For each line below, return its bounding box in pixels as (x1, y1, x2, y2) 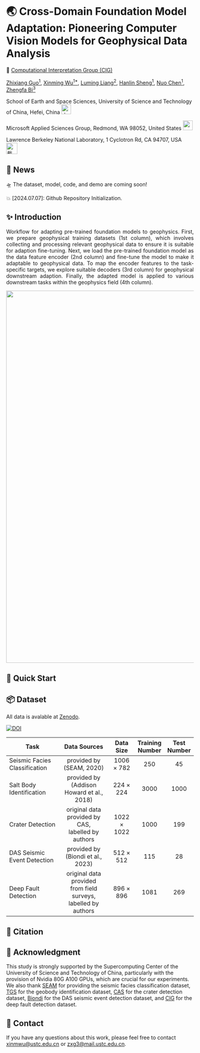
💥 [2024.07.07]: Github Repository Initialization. (6, 195, 123, 202)
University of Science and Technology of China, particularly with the (6, 969, 174, 977)
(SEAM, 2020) (63, 764, 104, 772)
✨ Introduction (6, 212, 61, 222)
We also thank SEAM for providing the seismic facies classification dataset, (6, 982, 190, 989)
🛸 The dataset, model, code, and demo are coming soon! (6, 181, 148, 188)
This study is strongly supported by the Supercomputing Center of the (6, 963, 179, 970)
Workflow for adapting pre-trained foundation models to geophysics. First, (6, 228, 194, 235)
